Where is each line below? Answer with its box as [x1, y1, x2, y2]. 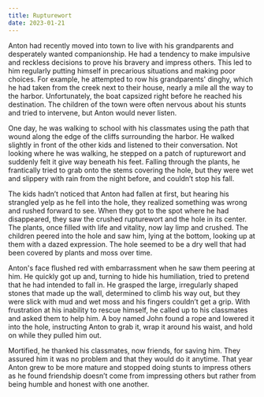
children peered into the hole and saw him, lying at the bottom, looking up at [8, 231, 256, 240]
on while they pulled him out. [8, 330, 102, 340]
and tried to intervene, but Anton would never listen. [8, 108, 177, 117]
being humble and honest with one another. [8, 379, 150, 388]
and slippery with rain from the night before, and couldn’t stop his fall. [8, 173, 235, 183]
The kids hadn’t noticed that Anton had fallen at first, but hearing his [8, 189, 230, 198]
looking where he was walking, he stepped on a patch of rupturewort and [8, 148, 247, 158]
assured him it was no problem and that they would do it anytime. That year [8, 354, 254, 364]
